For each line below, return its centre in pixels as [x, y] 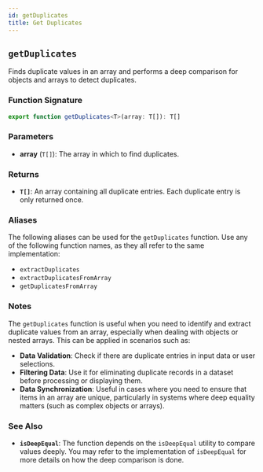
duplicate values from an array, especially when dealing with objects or [123, 332]
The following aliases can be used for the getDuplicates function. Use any [128, 238]
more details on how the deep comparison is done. [102, 459]
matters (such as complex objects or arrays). [92, 405]
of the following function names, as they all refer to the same [106, 245]
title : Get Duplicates [45, 23]
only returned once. [51, 200]
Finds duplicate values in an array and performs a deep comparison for [123, 72]
